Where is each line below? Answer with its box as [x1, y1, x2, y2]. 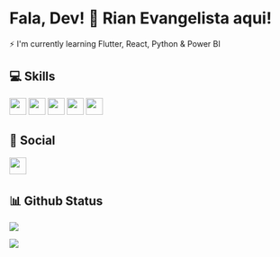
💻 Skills [9, 69, 56, 84]
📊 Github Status [9, 193, 104, 208]
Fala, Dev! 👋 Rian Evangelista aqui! [9, 8, 272, 29]
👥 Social [9, 133, 56, 148]
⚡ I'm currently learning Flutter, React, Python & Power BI [9, 38, 221, 49]
